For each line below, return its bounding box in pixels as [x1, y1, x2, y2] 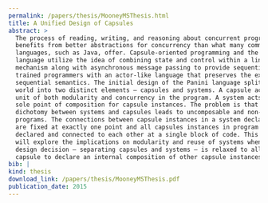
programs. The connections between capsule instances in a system [15, 116, 241, 124]
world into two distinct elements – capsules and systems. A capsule [15, 86, 251, 94]
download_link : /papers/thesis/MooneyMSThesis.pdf [8, 175, 180, 184]
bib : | [8, 161, 30, 169]
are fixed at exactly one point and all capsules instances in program [15, 123, 259, 131]
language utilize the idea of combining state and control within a [15, 57, 248, 65]
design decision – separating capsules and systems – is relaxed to [15, 145, 248, 153]
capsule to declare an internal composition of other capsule [15, 153, 227, 161]
